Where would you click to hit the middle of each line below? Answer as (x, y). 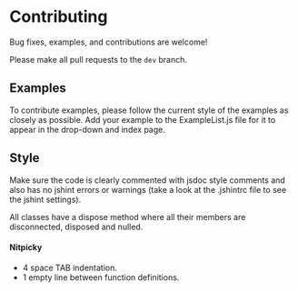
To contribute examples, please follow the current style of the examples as (149, 110)
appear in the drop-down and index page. (87, 129)
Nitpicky (26, 247)
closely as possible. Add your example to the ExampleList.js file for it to (143, 119)
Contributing (59, 17)
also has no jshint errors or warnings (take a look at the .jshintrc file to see (148, 189)
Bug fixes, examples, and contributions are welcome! (109, 42)
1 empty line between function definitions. (101, 277)
